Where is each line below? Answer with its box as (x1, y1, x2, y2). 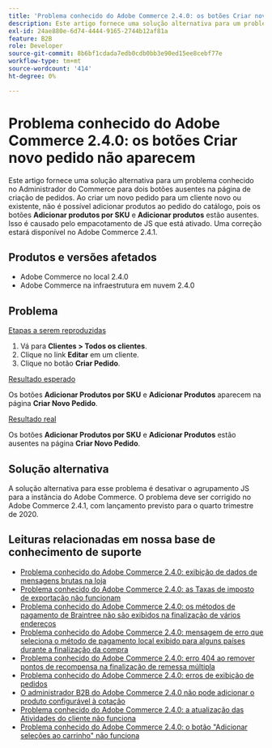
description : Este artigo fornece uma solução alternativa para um (8, 19, 241, 28)
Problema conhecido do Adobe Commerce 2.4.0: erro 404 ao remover (19, 653, 255, 663)
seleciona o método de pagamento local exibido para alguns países (19, 635, 245, 645)
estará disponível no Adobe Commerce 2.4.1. (8, 227, 158, 237)
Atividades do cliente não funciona (19, 713, 136, 723)
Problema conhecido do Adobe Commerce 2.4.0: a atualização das (19, 704, 244, 714)
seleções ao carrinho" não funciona (19, 730, 140, 740)
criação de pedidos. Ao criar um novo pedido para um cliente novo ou (8, 192, 241, 203)
